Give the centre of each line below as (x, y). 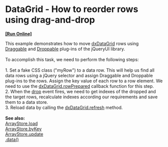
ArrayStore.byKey (23, 128)
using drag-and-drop (50, 20)
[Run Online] (19, 34)
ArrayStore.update (24, 134)
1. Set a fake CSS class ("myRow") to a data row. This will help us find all (80, 70)
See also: (15, 118)
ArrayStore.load (22, 123)
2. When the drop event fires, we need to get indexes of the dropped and (81, 91)
